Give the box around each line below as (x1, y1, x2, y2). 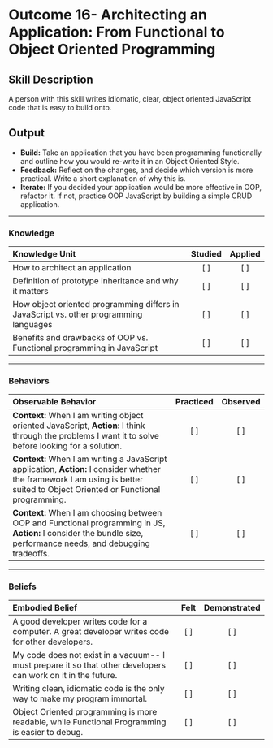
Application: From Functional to (8, 23, 225, 41)
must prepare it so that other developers (12, 659, 167, 671)
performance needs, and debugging (12, 538, 150, 549)
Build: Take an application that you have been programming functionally (19, 148, 262, 158)
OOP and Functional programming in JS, (12, 517, 166, 529)
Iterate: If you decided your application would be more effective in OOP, (19, 182, 262, 192)
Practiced (175, 396, 214, 408)
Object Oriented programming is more (12, 706, 158, 717)
